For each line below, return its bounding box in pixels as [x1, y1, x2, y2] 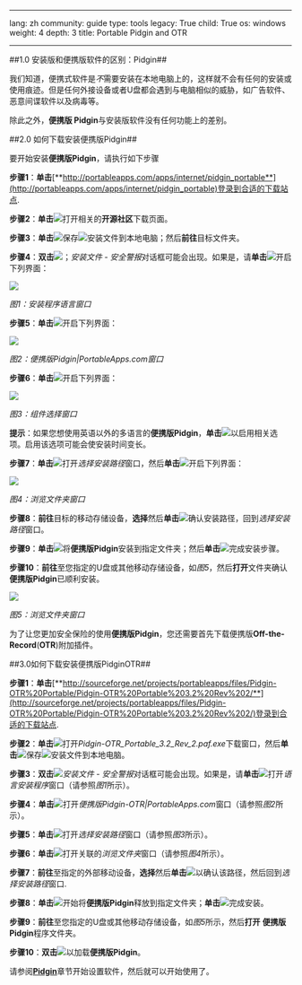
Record [9, 640, 38, 650]
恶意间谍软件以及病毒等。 [9, 96, 104, 106]
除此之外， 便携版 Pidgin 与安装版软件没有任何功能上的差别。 [9, 115, 232, 126]
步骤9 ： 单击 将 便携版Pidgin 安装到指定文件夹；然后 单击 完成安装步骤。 [9, 544, 285, 554]
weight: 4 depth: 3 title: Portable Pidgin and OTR [9, 28, 188, 38]
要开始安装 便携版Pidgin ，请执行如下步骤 [9, 153, 160, 163]
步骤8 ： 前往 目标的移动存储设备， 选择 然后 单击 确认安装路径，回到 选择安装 [9, 513, 291, 523]
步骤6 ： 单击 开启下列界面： [9, 373, 118, 383]
